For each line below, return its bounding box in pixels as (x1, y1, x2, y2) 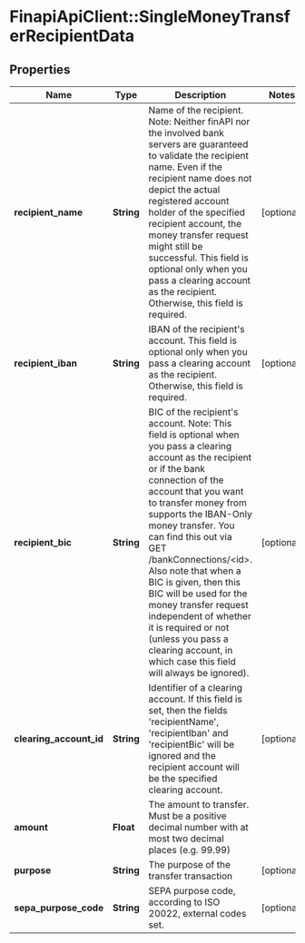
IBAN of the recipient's (148, 323, 245, 335)
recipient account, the (148, 218, 242, 230)
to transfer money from (148, 496, 247, 509)
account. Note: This (148, 417, 232, 429)
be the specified (148, 772, 218, 784)
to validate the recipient (148, 150, 250, 162)
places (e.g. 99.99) (148, 844, 231, 856)
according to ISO (148, 896, 221, 909)
